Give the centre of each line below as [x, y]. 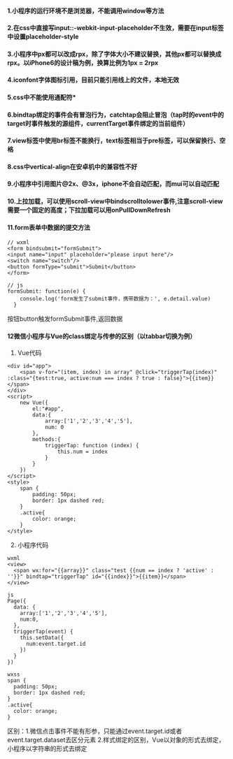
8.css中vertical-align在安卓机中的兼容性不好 [72, 166]
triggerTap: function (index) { [92, 446]
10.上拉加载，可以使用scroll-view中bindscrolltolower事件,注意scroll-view [115, 201]
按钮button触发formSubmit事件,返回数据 [65, 319]
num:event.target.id [56, 644]
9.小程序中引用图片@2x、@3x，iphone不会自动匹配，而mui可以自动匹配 [113, 184]
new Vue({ [34, 403]
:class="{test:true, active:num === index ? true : [84, 378]
